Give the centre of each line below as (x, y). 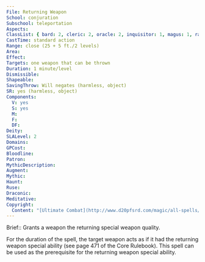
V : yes (20, 102)
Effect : (16, 57)
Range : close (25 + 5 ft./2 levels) (53, 46)
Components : (21, 97)
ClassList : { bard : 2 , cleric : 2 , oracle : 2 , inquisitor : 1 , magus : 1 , (99, 35)
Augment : (17, 171)
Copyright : (20, 205)
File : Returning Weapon (37, 12)
